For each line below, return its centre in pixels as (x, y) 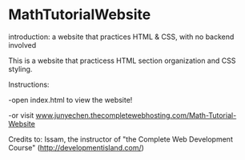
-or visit (21, 115)
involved (22, 45)
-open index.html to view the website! (70, 100)
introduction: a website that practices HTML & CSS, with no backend (121, 37)
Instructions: (29, 84)
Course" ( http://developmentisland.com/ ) (76, 147)
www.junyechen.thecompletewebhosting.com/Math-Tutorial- (136, 115)
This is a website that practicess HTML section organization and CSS (122, 60)
